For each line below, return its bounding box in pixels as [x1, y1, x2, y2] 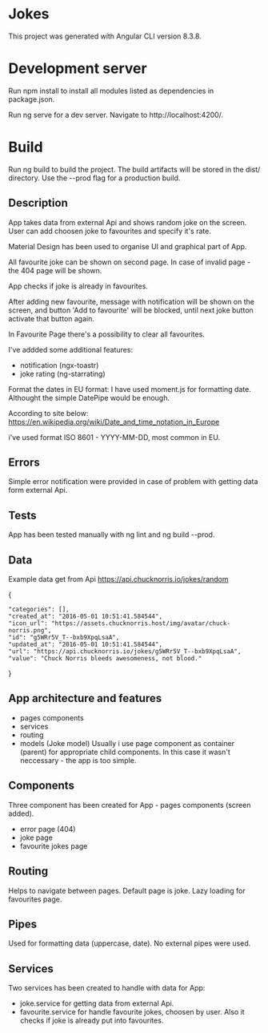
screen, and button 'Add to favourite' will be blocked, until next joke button [8, 305, 254, 315]
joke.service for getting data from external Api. [19, 999, 174, 1008]
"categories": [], [8, 606, 70, 614]
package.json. [8, 94, 55, 104]
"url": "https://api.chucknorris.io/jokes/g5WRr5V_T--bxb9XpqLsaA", [8, 648, 242, 656]
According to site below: [8, 408, 89, 418]
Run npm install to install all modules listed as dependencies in [8, 86, 214, 95]
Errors [8, 456, 40, 470]
